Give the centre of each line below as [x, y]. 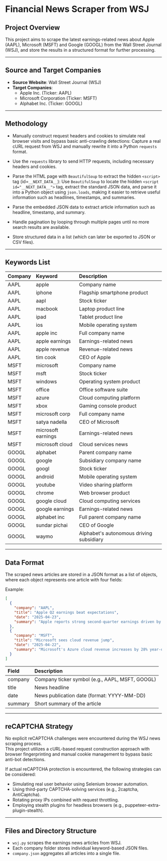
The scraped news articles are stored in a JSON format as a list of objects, [81, 574]
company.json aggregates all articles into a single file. [66, 854]
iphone [44, 293]
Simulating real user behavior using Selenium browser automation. [80, 784]
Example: [15, 589]
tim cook [46, 358]
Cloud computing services [110, 501]
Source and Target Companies [53, 70]
